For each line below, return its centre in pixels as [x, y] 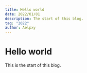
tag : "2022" [17, 23]
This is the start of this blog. [33, 65]
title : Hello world [25, 9]
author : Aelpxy [20, 28]
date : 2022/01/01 [23, 14]
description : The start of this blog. [44, 18]
